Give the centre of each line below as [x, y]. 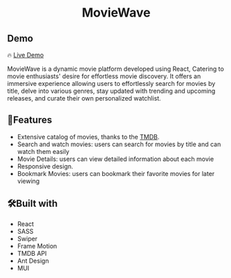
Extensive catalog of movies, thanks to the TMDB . [88, 137]
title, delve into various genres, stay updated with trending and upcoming [111, 91]
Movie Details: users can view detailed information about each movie [115, 159]
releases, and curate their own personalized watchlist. [84, 98]
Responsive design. [45, 166]
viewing [28, 181]
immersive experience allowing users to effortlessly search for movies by [111, 84]
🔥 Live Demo [26, 55]
